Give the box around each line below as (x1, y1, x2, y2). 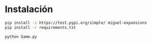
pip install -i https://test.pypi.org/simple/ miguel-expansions (5, 20, 147, 25)
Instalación (5, 4, 53, 15)
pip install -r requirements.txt (5, 25, 76, 30)
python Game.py (5, 34, 37, 39)
